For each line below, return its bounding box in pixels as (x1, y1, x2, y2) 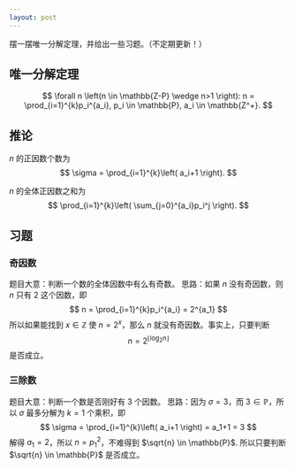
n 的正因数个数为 (9, 153, 71, 164)
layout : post (9, 12, 57, 22)
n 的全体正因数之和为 (9, 186, 87, 196)
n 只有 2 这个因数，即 (9, 289, 87, 300)
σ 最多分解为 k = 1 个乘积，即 (19, 407, 126, 418)
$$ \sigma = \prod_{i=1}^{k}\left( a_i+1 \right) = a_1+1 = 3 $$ (39, 421, 258, 432)
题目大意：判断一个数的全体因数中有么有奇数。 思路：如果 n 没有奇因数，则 (9, 278, 284, 288)
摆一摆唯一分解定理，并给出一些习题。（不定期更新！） (9, 38, 207, 49)
